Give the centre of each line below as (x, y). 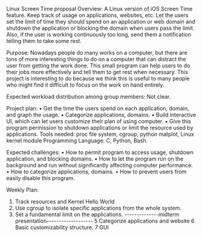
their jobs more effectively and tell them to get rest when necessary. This (97, 72)
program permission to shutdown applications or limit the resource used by (100, 128)
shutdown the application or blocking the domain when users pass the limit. (100, 28)
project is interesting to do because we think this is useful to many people (98, 78)
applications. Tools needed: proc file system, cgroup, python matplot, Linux (100, 134)
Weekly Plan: (22, 190)
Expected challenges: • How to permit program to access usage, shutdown (100, 152)
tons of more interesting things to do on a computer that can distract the (96, 59)
